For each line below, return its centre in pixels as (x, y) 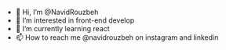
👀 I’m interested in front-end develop (75, 20)
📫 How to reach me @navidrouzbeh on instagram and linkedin (117, 37)
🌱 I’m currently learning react (62, 29)
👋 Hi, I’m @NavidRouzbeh (57, 12)
